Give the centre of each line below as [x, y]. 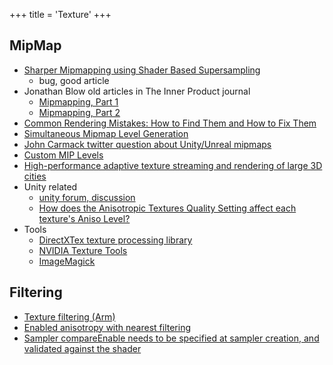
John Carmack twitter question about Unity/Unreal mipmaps [147, 144]
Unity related [50, 186]
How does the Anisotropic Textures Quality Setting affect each [167, 208]
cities [35, 176]
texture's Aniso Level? [84, 218]
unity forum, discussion [87, 197]
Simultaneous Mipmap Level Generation [106, 133]
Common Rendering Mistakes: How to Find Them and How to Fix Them [170, 123]
